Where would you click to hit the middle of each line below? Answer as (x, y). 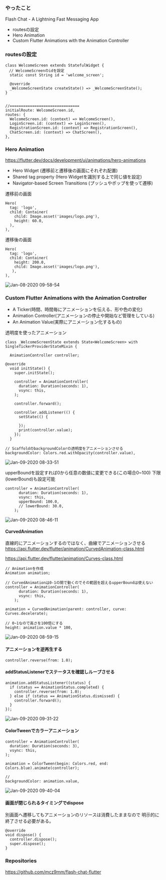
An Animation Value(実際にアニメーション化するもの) (67, 322)
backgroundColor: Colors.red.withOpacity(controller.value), (70, 453)
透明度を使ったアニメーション (36, 333)
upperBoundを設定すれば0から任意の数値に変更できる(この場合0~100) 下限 (83, 473)
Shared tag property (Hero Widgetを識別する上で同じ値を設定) (77, 176)
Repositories (21, 861)
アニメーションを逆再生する (34, 649)
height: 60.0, (29, 221)
